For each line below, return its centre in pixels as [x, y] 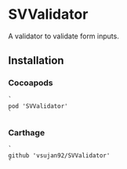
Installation [36, 61]
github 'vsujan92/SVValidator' [59, 155]
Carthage [27, 132]
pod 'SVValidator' [38, 106]
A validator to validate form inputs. [63, 36]
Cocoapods [31, 83]
